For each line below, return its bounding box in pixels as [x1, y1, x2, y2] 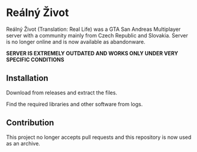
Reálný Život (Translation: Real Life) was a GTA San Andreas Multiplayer [6, 26, 181, 33]
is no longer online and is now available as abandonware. [6, 38, 146, 45]
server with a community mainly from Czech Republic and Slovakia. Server [6, 31, 188, 39]
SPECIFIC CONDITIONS [6, 56, 64, 63]
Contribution [6, 118, 54, 128]
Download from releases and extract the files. [6, 89, 117, 96]
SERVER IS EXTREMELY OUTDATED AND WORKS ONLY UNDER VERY [6, 49, 179, 56]
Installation [6, 73, 49, 83]
